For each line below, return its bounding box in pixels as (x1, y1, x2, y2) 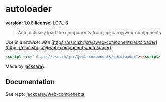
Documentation (5, 78, 55, 86)
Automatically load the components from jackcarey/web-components (17, 29, 161, 35)
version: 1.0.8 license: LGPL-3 (5, 20, 69, 26)
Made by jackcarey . (5, 63, 46, 69)
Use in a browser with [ (5, 39, 54, 45)
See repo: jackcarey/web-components (5, 91, 85, 97)
